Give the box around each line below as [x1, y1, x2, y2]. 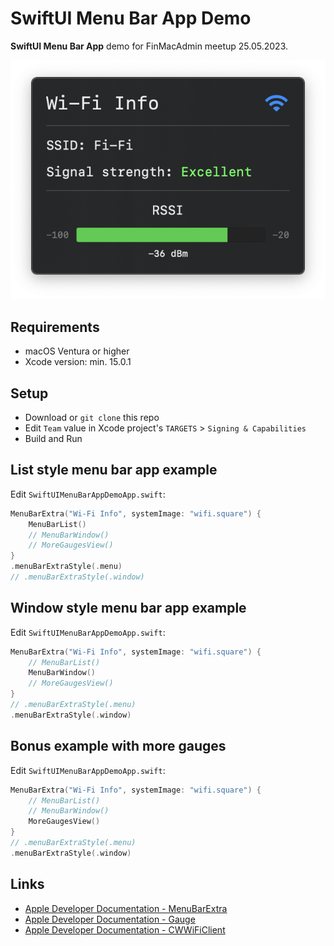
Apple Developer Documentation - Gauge [24, 913, 196, 925]
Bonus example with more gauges [10, 738, 227, 755]
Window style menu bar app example [10, 600, 247, 617]
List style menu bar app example [10, 462, 218, 479]
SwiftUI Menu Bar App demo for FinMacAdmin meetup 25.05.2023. [10, 40, 289, 52]
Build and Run [24, 432, 83, 444]
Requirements [10, 318, 100, 336]
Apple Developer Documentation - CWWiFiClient [24, 923, 226, 936]
